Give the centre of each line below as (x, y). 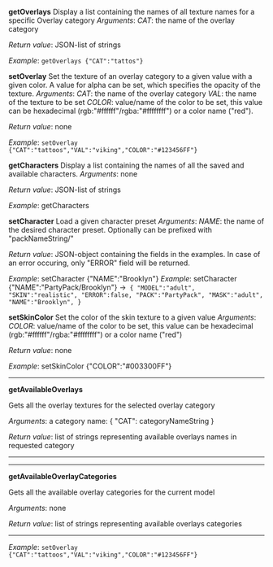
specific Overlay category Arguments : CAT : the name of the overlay (122, 20)
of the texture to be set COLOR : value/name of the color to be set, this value (135, 102)
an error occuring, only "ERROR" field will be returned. (100, 263)
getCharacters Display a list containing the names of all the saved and (126, 165)
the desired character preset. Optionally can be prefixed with (110, 230)
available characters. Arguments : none (73, 174)
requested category (41, 445)
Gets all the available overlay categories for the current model (112, 492)
